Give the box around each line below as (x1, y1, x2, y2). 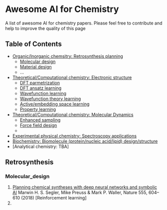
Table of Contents (5, 40, 62, 48)
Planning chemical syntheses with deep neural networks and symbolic (12, 184, 158, 190)
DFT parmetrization (19, 79, 60, 85)
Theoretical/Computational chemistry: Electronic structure (12, 74, 132, 80)
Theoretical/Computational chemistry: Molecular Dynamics (12, 111, 134, 117)
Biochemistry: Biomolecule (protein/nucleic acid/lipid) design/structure (12, 138, 158, 144)
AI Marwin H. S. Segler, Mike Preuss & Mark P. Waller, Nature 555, (12, 189, 148, 195)
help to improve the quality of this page (5, 25, 86, 31)
